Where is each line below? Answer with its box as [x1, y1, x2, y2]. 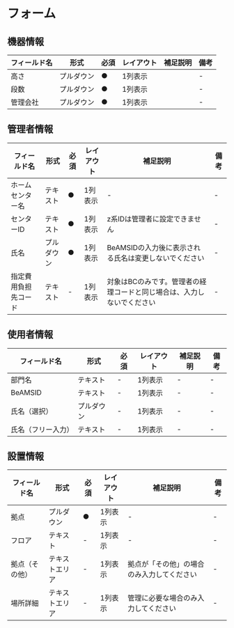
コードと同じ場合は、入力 [114, 287, 198, 297]
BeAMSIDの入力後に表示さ [107, 242, 194, 252]
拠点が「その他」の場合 [127, 559, 205, 569]
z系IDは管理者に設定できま [107, 214, 195, 223]
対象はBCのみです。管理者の [107, 276, 200, 286]
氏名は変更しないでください [114, 253, 205, 262]
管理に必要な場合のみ [127, 593, 198, 603]
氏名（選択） [10, 406, 54, 416]
